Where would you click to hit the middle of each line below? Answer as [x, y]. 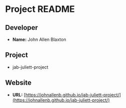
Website [18, 83]
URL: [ [19, 95]
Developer [22, 28]
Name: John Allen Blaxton [39, 39]
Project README [40, 9]
